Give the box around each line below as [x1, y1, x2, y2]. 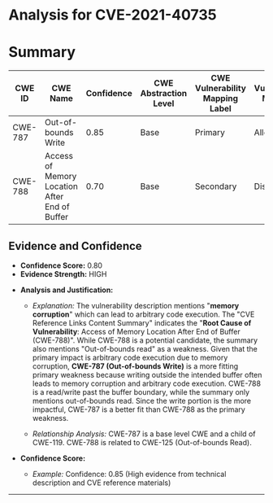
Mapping [202, 93, 238, 104]
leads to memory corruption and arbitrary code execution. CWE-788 [32, 378, 262, 388]
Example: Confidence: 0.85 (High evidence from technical [32, 469, 227, 479]
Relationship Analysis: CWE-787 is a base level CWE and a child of [32, 429, 256, 439]
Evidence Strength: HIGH [19, 269, 107, 278]
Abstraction [140, 88, 188, 99]
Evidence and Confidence [8, 238, 142, 253]
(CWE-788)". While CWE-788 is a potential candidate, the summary [32, 335, 258, 345]
